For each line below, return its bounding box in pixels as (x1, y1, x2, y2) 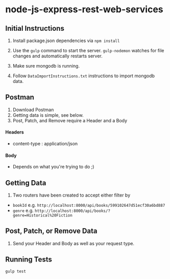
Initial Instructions (5, 24, 65, 33)
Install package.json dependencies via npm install (12, 37, 120, 44)
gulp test (5, 269, 27, 274)
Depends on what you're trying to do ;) (12, 164, 94, 170)
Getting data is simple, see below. (12, 112, 84, 118)
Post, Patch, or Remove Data (5, 227, 98, 235)
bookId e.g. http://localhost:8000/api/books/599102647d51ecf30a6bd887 (12, 202, 165, 208)
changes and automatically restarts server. (12, 53, 103, 59)
